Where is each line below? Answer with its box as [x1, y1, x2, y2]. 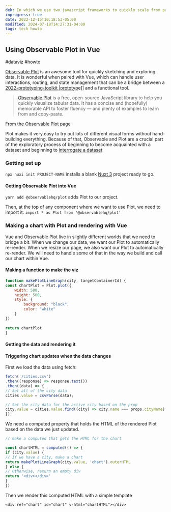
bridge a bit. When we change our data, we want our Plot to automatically [5, 239, 159, 245]
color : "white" [23, 306, 56, 312]
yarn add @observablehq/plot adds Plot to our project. [5, 194, 119, 200]
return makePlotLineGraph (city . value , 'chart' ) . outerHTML [5, 459, 131, 465]
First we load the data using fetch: [5, 364, 77, 371]
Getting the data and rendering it [5, 342, 76, 348]
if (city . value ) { [5, 450, 44, 455]
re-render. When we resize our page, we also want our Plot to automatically [5, 244, 164, 250]
